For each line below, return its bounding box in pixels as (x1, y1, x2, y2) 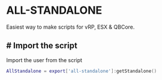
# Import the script (6, 41, 78, 51)
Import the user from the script (6, 56, 83, 63)
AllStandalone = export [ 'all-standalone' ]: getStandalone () (6, 68, 157, 74)
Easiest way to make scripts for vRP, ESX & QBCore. (6, 23, 135, 30)
